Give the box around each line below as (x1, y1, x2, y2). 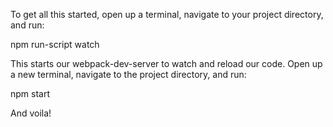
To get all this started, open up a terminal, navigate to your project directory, (10, 9, 324, 20)
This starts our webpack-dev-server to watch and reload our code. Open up (10, 58, 323, 69)
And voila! (10, 107, 52, 119)
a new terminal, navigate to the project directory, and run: (10, 69, 247, 80)
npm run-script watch (10, 39, 100, 50)
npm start (10, 88, 51, 99)
